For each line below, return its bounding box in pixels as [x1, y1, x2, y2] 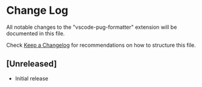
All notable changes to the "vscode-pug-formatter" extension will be [6, 23, 177, 31]
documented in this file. [6, 29, 65, 37]
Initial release [15, 74, 48, 82]
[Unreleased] [6, 59, 57, 69]
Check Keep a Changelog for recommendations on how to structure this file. [6, 41, 197, 49]
